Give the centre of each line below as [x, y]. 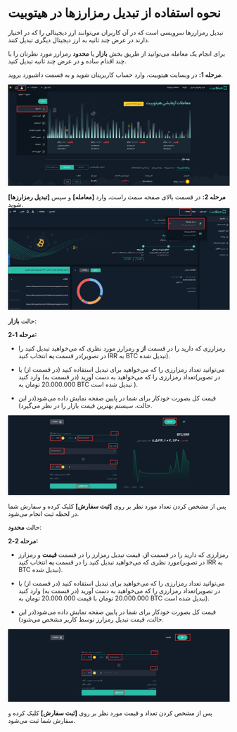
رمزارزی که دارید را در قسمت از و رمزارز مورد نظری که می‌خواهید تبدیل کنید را [122, 348]
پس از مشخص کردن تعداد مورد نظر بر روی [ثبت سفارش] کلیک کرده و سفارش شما [117, 506]
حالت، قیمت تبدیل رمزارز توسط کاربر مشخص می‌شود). [91, 619]
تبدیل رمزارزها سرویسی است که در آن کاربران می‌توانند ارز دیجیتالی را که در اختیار [116, 32]
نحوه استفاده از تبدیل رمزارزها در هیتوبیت [114, 13]
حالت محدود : [25, 528]
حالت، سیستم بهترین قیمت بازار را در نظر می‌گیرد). [85, 405]
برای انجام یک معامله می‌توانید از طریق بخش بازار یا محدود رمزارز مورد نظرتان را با [117, 53]
